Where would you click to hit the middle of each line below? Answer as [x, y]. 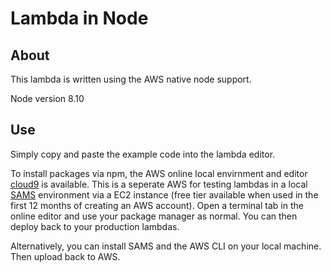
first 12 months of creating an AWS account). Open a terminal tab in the [157, 205]
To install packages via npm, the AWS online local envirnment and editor [159, 173]
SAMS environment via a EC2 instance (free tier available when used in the [164, 194]
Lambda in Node [79, 18]
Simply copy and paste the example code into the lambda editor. [143, 154]
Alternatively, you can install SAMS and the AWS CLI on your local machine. [166, 246]
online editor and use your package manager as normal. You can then [154, 216]
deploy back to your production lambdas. [95, 226]
